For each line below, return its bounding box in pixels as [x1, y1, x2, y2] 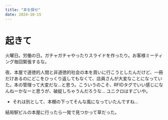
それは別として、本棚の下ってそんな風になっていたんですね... [12, 98, 139, 105]
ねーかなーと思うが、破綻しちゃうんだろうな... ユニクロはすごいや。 [9, 88, 150, 94]
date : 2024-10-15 [5, 12, 42, 17]
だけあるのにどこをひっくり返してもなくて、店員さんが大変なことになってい [5, 75, 162, 81]
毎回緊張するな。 [14, 58, 49, 65]
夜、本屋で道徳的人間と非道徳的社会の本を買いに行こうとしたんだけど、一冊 [5, 69, 163, 75]
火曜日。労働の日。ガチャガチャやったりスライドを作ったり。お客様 [5, 52, 146, 58]
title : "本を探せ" [5, 7, 41, 12]
